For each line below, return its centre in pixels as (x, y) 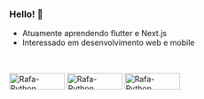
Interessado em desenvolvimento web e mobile (108, 42)
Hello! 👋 (27, 14)
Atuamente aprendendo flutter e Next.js (94, 34)
